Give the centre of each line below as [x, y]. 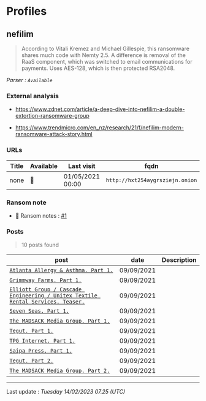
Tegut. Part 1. [32, 331]
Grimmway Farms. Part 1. [46, 281]
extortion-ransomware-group [52, 116]
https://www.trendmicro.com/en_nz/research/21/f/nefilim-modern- [99, 128]
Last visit [82, 166]
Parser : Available [29, 80]
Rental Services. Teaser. [47, 302]
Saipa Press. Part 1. [41, 351]
